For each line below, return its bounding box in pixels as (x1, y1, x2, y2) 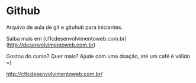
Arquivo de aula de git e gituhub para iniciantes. (6, 24, 123, 31)
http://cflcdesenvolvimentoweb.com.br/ (6, 70, 103, 77)
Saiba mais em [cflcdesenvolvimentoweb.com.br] (6, 35, 127, 42)
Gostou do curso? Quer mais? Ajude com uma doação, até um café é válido (6, 52, 191, 59)
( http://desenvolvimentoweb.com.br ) (6, 41, 96, 48)
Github (6, 4, 40, 18)
